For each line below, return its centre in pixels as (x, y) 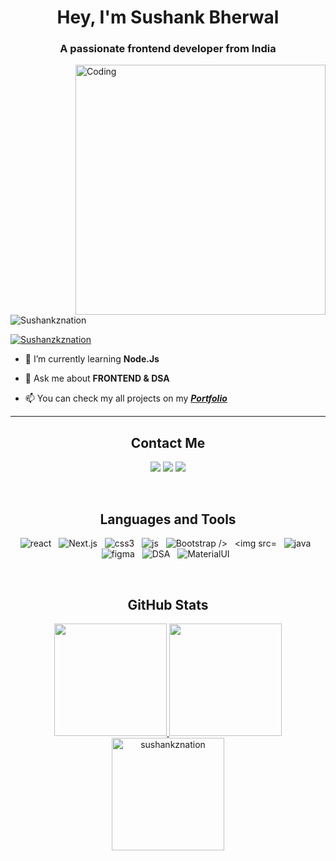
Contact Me (168, 442)
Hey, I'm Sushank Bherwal (168, 17)
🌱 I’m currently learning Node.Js (92, 359)
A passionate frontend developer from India (168, 49)
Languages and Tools (168, 519)
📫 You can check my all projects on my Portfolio (126, 398)
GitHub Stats (168, 604)
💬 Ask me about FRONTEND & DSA (97, 378)
